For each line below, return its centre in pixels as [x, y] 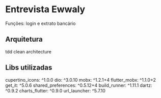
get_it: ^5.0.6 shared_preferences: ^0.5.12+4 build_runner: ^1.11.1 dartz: [79, 85]
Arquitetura [24, 39]
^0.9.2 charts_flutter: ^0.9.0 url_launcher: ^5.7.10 [56, 90]
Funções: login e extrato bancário [41, 23]
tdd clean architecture [29, 51]
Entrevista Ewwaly [45, 9]
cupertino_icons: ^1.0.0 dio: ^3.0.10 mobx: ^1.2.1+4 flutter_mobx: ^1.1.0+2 [81, 80]
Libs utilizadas [29, 68]
